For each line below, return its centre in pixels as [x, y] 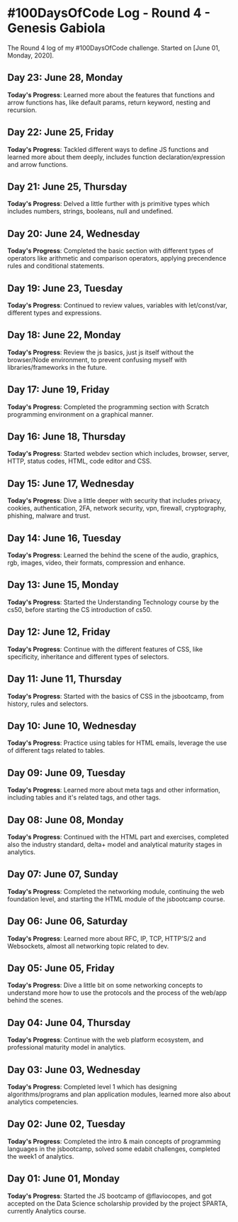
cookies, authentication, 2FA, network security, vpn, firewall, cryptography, [117, 508]
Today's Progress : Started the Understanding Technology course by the [113, 602]
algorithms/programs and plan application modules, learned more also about [119, 1094]
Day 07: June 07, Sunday [63, 874]
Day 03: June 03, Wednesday [74, 1070]
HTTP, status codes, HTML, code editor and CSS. [80, 461]
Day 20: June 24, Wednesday [74, 233]
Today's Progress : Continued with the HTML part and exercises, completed [118, 836]
